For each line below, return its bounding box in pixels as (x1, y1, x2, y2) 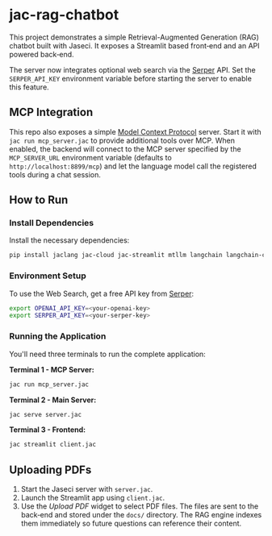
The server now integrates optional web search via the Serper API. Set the (9, 64, 257, 74)
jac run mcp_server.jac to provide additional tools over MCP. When (9, 135, 235, 145)
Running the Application (9, 330, 107, 342)
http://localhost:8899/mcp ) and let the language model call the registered (9, 161, 257, 171)
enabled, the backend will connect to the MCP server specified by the (9, 143, 241, 154)
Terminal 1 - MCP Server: (9, 364, 95, 374)
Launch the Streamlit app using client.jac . (20, 493, 165, 503)
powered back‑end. (9, 49, 75, 59)
